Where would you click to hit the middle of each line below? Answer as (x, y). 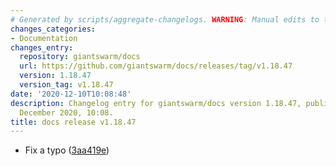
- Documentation (44, 38)
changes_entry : (42, 47)
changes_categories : (53, 29)
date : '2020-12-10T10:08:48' (71, 94)
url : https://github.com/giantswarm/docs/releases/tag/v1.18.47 (156, 66)
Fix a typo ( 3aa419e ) (67, 150)
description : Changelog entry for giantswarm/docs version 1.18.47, (156, 103)
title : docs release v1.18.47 (73, 122)
